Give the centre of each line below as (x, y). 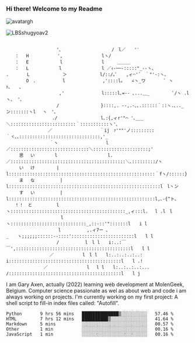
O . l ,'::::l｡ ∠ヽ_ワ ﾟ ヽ (100, 81)
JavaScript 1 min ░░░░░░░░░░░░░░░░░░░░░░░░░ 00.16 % (90, 335)
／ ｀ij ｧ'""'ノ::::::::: (101, 131)
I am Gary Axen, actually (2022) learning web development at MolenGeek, (95, 284)
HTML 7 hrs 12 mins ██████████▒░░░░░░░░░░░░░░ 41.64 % (90, 319)
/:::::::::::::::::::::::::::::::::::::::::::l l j (73, 274)
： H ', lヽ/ (63, 56)
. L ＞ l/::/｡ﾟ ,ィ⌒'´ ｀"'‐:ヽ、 (88, 75)
